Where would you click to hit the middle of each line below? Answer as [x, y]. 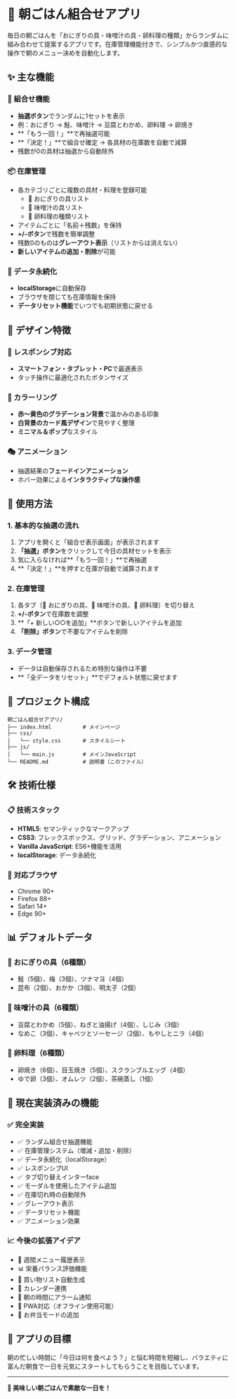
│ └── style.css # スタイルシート [67, 740]
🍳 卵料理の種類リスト [59, 216]
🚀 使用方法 [30, 503]
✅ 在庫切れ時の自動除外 [52, 1194]
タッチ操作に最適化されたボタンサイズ [73, 377]
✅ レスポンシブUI [42, 1168]
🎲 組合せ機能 [29, 99]
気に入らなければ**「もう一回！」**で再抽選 [82, 560]
